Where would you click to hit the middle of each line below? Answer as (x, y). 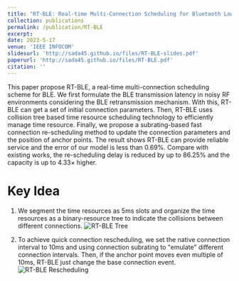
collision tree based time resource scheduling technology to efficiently (111, 117)
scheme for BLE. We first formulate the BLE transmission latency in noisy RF (118, 94)
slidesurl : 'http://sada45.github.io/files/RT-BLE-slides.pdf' (103, 54)
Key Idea (34, 191)
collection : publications (46, 21)
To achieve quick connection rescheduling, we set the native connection (124, 239)
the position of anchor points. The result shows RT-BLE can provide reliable (118, 140)
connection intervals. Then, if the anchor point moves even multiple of (121, 254)
